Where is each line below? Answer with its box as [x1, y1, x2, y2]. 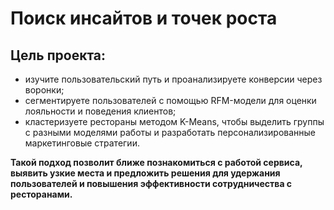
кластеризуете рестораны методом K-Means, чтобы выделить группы [24, 116, 325, 127]
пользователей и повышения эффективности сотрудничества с [10, 178, 293, 189]
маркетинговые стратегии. [24, 137, 140, 149]
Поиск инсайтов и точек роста [10, 7, 278, 30]
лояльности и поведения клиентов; [24, 105, 177, 117]
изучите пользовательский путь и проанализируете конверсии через [24, 73, 323, 85]
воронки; [24, 84, 65, 96]
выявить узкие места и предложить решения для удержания [10, 167, 281, 179]
